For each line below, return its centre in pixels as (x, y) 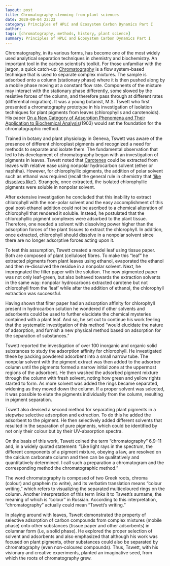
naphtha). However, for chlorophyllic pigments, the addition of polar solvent (84, 171)
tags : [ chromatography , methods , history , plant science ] (68, 34)
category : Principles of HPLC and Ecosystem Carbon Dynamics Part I (79, 24)
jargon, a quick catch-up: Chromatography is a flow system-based (75, 69)
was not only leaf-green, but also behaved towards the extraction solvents (83, 277)
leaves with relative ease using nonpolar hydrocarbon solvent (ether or (79, 165)
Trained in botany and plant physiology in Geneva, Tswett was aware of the (84, 138)
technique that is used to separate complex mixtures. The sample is (76, 74)
